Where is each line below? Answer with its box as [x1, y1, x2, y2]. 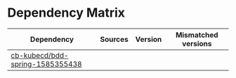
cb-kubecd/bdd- [11, 50, 69, 60]
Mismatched [175, 30, 219, 40]
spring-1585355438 [11, 59, 82, 69]
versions [182, 38, 212, 48]
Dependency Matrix [7, 5, 125, 21]
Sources [100, 34, 129, 44]
